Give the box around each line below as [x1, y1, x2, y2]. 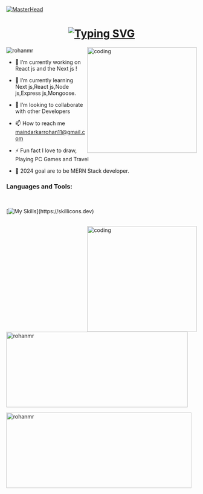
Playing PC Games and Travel [14, 155, 89, 162]
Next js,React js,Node [14, 83, 69, 90]
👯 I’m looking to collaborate [14, 101, 83, 108]
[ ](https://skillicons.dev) [6, 208, 94, 215]
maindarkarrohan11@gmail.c [14, 128, 86, 135]
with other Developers [14, 107, 71, 115]
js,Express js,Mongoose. [14, 89, 77, 97]
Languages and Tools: [6, 182, 72, 190]
